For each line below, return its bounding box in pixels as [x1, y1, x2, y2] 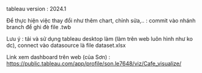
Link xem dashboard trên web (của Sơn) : [6, 54, 111, 60]
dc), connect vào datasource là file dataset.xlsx [6, 42, 126, 49]
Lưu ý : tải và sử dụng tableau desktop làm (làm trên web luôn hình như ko [6, 35, 193, 42]
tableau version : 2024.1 [6, 5, 67, 12]
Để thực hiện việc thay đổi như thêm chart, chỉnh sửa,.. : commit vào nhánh [6, 17, 196, 24]
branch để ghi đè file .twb [6, 24, 72, 30]
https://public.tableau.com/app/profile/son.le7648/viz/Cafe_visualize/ [6, 60, 182, 67]
